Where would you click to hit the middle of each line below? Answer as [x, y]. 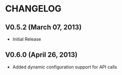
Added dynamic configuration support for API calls [65, 67]
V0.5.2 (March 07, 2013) [43, 27]
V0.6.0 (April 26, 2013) [41, 55]
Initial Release [27, 39]
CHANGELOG [33, 9]
